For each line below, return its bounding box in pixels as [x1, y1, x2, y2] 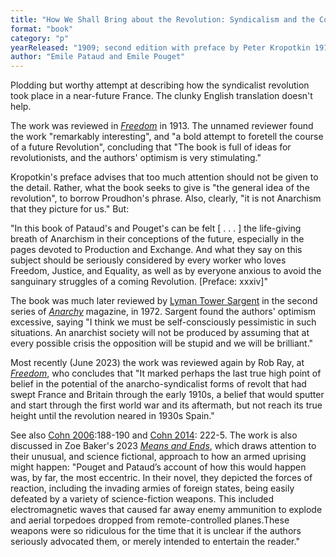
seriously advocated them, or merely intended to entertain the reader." [10, 536, 300, 548]
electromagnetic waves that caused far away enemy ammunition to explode [10, 504, 323, 516]
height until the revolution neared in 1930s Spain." [10, 410, 215, 422]
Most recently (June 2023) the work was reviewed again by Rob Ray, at [10, 357, 305, 369]
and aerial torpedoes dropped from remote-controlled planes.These [10, 514, 290, 526]
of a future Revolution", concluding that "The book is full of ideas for [10, 141, 292, 153]
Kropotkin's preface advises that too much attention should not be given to [10, 171, 319, 183]
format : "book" [10, 24, 74, 34]
